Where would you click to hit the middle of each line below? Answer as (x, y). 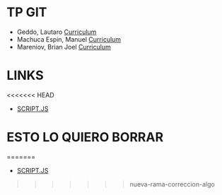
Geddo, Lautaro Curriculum (57, 32)
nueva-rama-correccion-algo (172, 184)
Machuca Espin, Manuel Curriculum (69, 39)
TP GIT (27, 12)
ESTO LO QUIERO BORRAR (85, 137)
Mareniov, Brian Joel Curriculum (64, 47)
